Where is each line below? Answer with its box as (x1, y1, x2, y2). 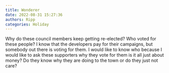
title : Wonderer (5, 7, 40, 13)
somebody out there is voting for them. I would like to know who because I (5, 46, 162, 53)
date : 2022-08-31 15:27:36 (5, 12, 63, 17)
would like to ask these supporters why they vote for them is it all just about (5, 52, 164, 58)
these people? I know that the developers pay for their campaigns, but (5, 41, 153, 47)
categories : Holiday (5, 21, 50, 27)
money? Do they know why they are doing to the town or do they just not (5, 57, 158, 64)
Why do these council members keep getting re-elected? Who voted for (5, 36, 157, 42)
